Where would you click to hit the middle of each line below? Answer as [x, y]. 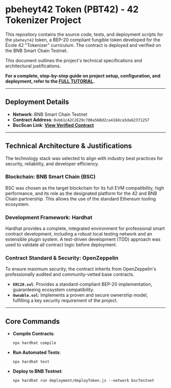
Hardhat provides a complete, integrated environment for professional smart [85, 228]
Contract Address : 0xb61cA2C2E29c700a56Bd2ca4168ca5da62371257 [81, 120]
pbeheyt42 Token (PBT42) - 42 [72, 9]
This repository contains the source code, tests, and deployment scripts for [84, 34]
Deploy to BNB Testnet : [38, 371]
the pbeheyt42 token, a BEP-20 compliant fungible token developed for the [83, 40]
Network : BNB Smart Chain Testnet [50, 114]
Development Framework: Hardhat [49, 217]
